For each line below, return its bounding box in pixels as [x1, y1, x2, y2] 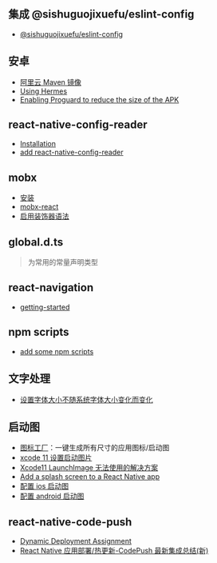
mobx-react [19, 202, 59, 212]
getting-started [19, 302, 70, 312]
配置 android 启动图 [19, 491, 85, 501]
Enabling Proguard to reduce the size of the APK [19, 94, 180, 104]
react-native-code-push [8, 515, 132, 529]
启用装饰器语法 [19, 211, 69, 222]
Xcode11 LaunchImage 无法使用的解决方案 [19, 463, 159, 473]
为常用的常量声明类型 [27, 258, 98, 267]
